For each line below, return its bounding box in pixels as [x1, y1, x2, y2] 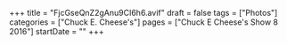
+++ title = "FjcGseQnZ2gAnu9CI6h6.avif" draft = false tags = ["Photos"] [9, 8, 278, 18]
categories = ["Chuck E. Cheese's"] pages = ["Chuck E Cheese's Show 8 [9, 17, 279, 27]
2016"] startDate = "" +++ [9, 26, 104, 36]
